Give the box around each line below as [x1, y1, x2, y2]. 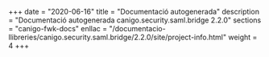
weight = [228, 32, 258, 42]
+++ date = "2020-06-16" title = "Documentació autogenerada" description [8, 7, 260, 16]
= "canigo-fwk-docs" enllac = [8, 24, 108, 33]
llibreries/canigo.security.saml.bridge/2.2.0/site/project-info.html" [8, 32, 227, 42]
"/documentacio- [108, 24, 167, 33]
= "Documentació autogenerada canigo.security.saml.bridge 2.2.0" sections [8, 15, 262, 25]
